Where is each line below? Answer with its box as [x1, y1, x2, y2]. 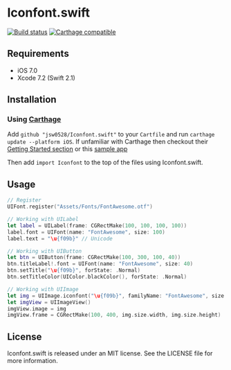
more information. [7, 357, 58, 365]
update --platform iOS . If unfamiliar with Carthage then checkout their [7, 137, 209, 146]
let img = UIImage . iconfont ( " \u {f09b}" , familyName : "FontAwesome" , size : [7, 292, 228, 299]
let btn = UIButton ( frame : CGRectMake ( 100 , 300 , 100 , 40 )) [7, 254, 181, 261]
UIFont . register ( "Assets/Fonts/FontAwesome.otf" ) [7, 203, 154, 211]
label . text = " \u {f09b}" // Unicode [7, 235, 113, 242]
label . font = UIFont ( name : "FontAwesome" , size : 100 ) [7, 229, 166, 236]
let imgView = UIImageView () [7, 299, 91, 306]
